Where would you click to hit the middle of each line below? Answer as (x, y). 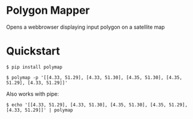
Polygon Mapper (48, 10)
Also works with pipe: (33, 94)
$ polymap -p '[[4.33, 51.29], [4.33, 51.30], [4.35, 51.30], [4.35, (94, 77)
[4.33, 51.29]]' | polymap (40, 110)
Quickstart (33, 51)
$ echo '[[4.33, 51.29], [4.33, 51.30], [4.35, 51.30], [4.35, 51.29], (97, 105)
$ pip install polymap (34, 67)
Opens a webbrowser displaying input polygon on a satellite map (85, 27)
